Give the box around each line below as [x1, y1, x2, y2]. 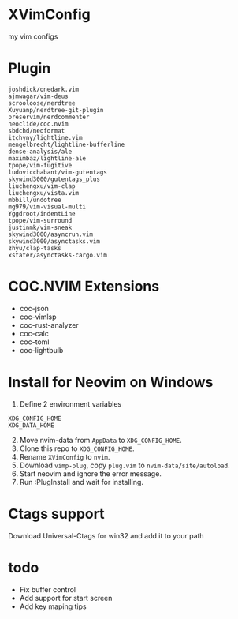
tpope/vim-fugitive [8, 161, 73, 169]
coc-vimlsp [19, 312, 57, 321]
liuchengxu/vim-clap [8, 182, 76, 190]
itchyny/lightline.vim [8, 133, 83, 141]
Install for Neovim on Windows [8, 373, 214, 391]
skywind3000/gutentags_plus [8, 175, 101, 183]
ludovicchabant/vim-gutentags [8, 168, 108, 176]
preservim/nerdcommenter [8, 113, 90, 121]
